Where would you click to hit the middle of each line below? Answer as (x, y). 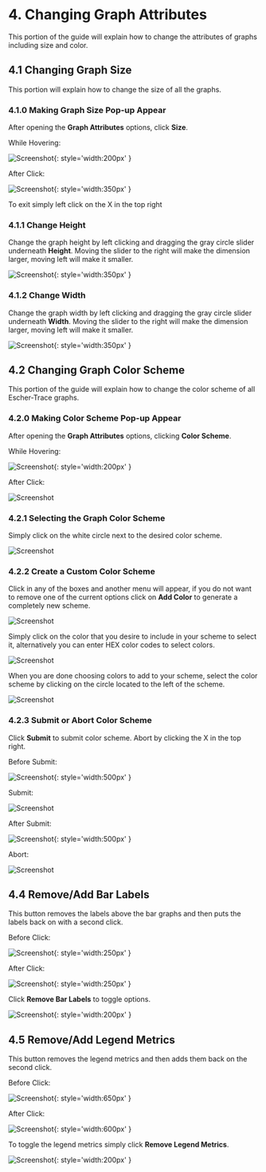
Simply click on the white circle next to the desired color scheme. (115, 536)
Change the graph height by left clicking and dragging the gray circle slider (131, 242)
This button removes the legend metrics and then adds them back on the (128, 1059)
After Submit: (30, 823)
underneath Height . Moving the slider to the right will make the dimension (129, 251)
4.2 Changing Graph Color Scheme (97, 371)
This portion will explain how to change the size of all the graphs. (115, 89)
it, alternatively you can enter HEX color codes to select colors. (111, 645)
